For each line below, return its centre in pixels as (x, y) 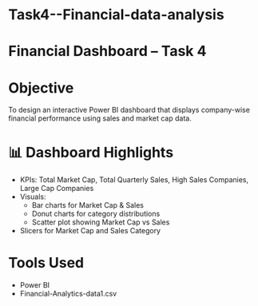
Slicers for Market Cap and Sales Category (90, 231)
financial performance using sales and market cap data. (100, 118)
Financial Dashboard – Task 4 (107, 52)
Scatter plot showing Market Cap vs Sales (101, 222)
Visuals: (33, 197)
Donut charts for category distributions (96, 214)
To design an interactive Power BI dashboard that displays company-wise (129, 110)
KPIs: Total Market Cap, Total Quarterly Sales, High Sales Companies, (134, 180)
